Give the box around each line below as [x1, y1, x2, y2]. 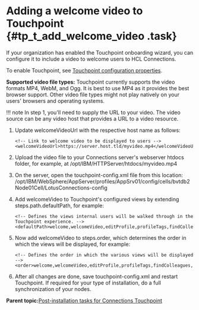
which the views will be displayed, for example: [14, 241, 131, 248]
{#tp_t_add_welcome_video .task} [6, 30, 177, 43]
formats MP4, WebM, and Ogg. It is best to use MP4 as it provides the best [6, 84, 189, 91]
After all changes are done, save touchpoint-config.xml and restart [14, 273, 178, 280]
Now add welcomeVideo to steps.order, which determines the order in [14, 234, 187, 241]
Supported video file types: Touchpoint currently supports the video [6, 78, 175, 86]
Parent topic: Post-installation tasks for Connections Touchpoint [6, 297, 162, 304]
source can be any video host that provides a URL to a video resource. [6, 115, 179, 122]
